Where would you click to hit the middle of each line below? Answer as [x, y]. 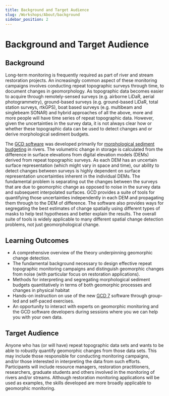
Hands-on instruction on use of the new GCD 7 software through [80, 296]
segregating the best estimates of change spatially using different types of [83, 208]
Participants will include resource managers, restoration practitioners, [78, 367]
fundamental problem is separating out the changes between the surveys [81, 182]
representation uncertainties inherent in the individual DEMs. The [73, 176]
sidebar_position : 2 [27, 19]
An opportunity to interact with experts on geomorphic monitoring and [86, 306]
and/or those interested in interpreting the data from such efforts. [73, 361]
